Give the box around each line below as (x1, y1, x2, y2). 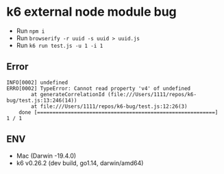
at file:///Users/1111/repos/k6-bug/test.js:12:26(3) (31, 103, 188, 110)
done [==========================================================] (18, 108, 219, 116)
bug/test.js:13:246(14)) (6, 97, 77, 104)
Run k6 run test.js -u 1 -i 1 (16, 41, 103, 49)
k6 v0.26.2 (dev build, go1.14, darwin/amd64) (16, 158, 144, 167)
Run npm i (16, 27, 45, 35)
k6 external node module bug (6, 4, 177, 20)
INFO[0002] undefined (6, 79, 69, 86)
